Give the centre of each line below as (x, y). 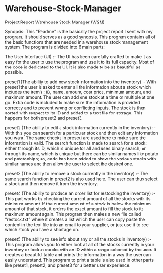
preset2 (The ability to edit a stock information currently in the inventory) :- (81, 127)
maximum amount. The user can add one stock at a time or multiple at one (80, 97)
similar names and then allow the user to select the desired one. (69, 164)
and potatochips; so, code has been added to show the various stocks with (81, 159)
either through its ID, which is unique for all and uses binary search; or (76, 148)
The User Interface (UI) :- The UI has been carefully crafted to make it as (78, 56)
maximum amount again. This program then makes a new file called (73, 214)
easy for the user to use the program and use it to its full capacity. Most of (80, 62)
